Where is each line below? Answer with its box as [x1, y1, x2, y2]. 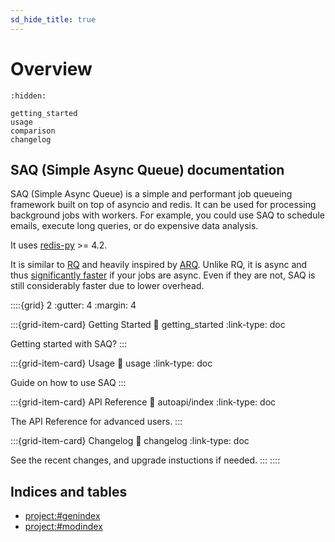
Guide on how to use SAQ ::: [10, 377, 127, 389]
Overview [10, 57, 93, 80]
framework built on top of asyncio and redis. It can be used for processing [10, 199, 317, 211]
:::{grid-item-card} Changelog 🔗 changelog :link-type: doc [10, 435, 250, 447]
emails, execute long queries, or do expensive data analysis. [10, 220, 259, 232]
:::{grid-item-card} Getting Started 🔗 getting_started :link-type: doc [10, 319, 286, 331]
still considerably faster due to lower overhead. [10, 280, 205, 292]
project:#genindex [24, 510, 101, 522]
